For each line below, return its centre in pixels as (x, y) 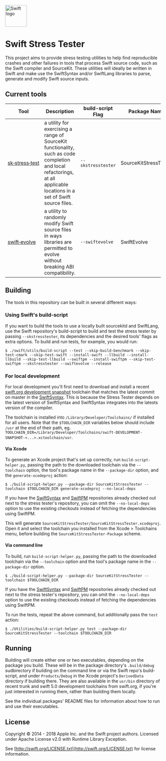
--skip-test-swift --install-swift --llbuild (77, 355)
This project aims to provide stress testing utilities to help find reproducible (81, 58)
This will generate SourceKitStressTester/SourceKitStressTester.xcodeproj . (83, 523)
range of (54, 135)
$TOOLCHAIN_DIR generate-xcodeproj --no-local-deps (81, 489)
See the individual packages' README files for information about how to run (83, 701)
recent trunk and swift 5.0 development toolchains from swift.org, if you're (81, 686)
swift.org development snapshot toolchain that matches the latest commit (80, 392)
